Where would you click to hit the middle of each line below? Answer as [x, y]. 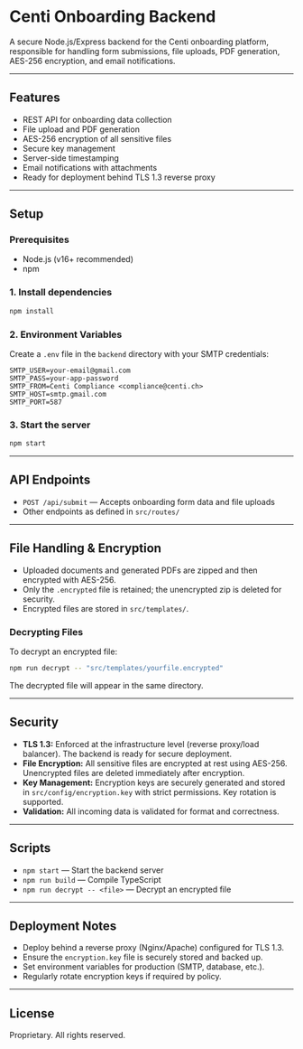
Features [35, 98]
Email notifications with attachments [90, 167]
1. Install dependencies [61, 293]
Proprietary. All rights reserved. [68, 1035]
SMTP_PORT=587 [36, 402]
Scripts [30, 848]
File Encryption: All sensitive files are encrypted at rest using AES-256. [155, 763]
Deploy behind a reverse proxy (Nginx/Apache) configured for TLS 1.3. [153, 948]
